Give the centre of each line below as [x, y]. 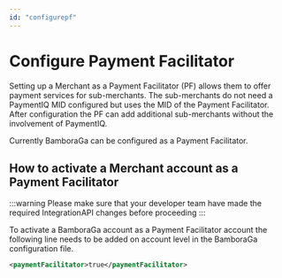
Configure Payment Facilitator [122, 61]
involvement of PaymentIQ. [58, 123]
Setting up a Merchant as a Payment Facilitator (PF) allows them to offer [140, 86]
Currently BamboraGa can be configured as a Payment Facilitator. [129, 140]
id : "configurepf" [43, 17]
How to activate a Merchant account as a [124, 168]
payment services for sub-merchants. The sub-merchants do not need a [141, 95]
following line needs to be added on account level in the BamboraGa [133, 239]
